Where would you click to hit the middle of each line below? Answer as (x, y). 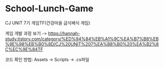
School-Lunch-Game (49, 9)
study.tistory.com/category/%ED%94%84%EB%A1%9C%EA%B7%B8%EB (82, 39)
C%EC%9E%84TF (24, 49)
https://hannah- (64, 33)
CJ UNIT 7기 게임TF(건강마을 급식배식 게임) (48, 23)
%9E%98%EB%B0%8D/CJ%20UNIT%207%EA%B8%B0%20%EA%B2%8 (82, 44)
